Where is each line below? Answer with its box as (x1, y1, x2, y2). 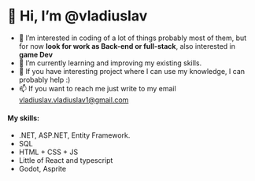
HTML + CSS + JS (18, 147, 79, 157)
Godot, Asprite (18, 164, 67, 174)
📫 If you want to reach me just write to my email (18, 83, 176, 93)
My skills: (7, 113, 40, 123)
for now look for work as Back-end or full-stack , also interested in (18, 41, 236, 50)
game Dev (18, 50, 53, 59)
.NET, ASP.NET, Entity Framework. (18, 131, 131, 140)
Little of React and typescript (18, 156, 113, 165)
